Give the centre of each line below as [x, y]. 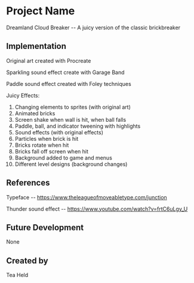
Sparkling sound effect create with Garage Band [65, 72]
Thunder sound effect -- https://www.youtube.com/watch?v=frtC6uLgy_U [97, 209]
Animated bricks [35, 113]
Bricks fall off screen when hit [51, 151]
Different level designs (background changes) [71, 164]
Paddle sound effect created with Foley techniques [69, 84]
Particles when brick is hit [47, 139]
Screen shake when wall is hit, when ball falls [70, 119]
